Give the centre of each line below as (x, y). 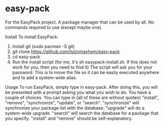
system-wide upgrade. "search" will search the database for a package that (82, 113)
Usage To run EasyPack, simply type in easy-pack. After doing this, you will (82, 87)
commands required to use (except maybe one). (54, 27)
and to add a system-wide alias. (44, 77)
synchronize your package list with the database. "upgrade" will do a (75, 108)
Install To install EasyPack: (32, 37)
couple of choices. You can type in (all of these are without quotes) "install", (82, 97)
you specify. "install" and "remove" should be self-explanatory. (69, 118)
